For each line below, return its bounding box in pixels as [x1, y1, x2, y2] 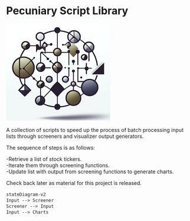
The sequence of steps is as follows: [6, 144, 96, 151]
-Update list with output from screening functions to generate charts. [6, 168, 174, 175]
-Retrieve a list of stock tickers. [6, 155, 82, 163]
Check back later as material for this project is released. [6, 179, 142, 186]
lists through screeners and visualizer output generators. [6, 133, 144, 140]
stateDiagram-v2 [6, 192, 46, 197]
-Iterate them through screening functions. [6, 161, 110, 169]
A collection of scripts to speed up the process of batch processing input [6, 126, 184, 133]
